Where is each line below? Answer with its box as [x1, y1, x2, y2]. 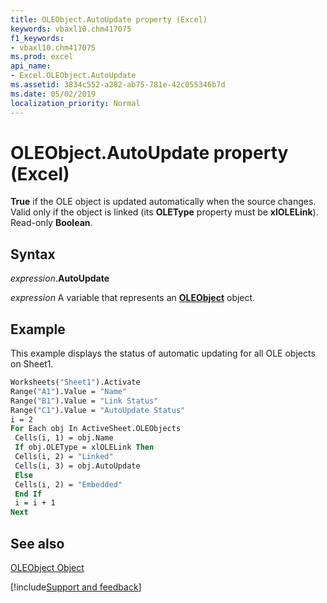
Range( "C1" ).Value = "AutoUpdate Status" [10, 405, 186, 415]
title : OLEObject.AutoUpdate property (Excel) [10, 14, 208, 25]
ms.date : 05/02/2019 [10, 89, 97, 99]
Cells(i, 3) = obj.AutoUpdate [14, 461, 141, 471]
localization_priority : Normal [10, 98, 141, 108]
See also [10, 535, 65, 552]
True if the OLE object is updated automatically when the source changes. [10, 196, 317, 208]
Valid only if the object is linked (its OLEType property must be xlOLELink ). [10, 206, 319, 218]
